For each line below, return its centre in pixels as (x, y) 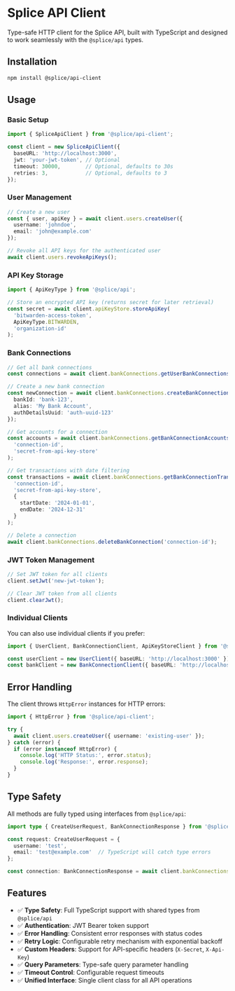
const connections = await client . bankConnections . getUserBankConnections (119, 374)
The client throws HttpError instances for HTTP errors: (86, 704)
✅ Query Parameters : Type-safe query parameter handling (103, 964)
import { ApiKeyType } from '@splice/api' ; (72, 290)
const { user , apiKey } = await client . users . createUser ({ (95, 219)
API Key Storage (36, 275)
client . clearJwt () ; (36, 600)
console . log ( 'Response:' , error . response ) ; (84, 762)
